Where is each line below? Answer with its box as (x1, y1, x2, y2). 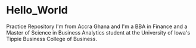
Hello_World (6, 4, 69, 17)
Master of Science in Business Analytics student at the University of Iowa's (6, 29, 191, 36)
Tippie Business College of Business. (6, 35, 97, 42)
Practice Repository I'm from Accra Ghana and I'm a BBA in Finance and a (6, 23, 188, 30)
